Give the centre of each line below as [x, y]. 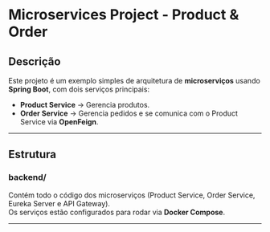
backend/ [27, 177]
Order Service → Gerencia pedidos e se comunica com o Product [129, 113]
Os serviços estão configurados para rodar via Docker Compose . [117, 212]
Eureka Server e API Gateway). [59, 203]
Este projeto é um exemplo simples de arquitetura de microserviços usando [135, 81]
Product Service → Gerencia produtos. [85, 105]
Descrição [35, 61]
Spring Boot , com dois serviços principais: [79, 89]
